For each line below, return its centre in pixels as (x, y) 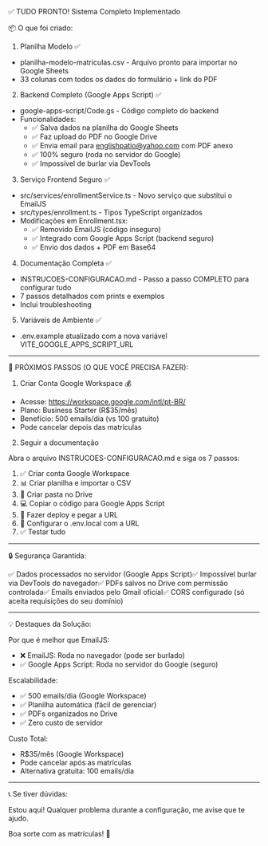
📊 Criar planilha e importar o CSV (75, 483)
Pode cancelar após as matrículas (75, 762)
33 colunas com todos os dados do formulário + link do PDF (118, 79)
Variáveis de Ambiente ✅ (61, 320)
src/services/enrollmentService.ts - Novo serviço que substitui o (126, 195)
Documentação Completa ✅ (66, 263)
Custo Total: (28, 738)
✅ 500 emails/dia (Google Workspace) (83, 696)
